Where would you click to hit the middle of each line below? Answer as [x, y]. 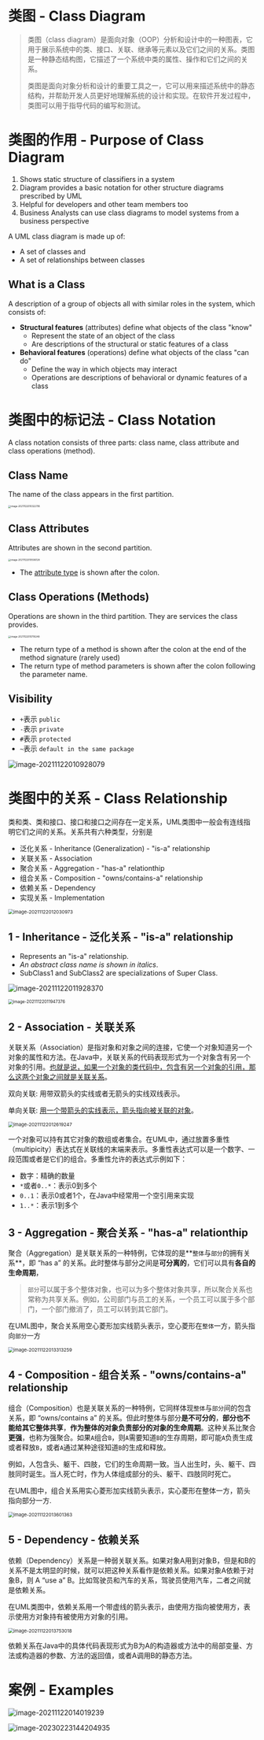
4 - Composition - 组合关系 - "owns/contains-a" [127, 1375]
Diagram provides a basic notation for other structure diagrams [121, 187]
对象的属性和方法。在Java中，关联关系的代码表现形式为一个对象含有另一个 [130, 1057]
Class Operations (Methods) [79, 597]
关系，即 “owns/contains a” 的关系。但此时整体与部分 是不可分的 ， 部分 [123, 1417]
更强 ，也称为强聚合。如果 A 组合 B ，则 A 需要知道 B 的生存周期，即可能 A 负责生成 [130, 1437]
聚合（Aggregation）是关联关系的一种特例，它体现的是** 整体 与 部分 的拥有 [126, 1253]
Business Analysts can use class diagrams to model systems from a [129, 213]
